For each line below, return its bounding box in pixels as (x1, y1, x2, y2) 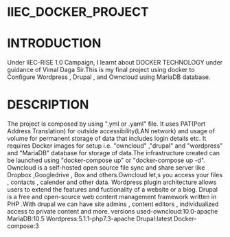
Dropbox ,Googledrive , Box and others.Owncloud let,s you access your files (7, 171, 223, 179)
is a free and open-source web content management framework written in (7, 193, 217, 201)
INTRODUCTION (7, 36, 102, 52)
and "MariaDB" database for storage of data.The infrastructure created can (7, 149, 220, 157)
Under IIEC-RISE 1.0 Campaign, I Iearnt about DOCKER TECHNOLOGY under (7, 58, 223, 67)
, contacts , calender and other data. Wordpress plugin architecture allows (7, 178, 217, 186)
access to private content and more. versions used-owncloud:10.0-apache (7, 207, 218, 216)
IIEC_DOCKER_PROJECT (7, 4, 149, 20)
